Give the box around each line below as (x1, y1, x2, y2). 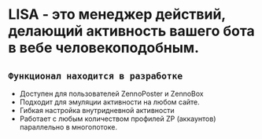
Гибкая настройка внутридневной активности (19, 106, 175, 115)
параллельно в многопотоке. (19, 123, 118, 131)
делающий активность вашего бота (8, 22, 256, 40)
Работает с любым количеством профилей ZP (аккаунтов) (19, 114, 216, 123)
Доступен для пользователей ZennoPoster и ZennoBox (19, 89, 205, 98)
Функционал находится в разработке (8, 70, 183, 82)
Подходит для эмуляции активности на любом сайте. (19, 97, 201, 107)
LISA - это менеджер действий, (8, 5, 226, 24)
